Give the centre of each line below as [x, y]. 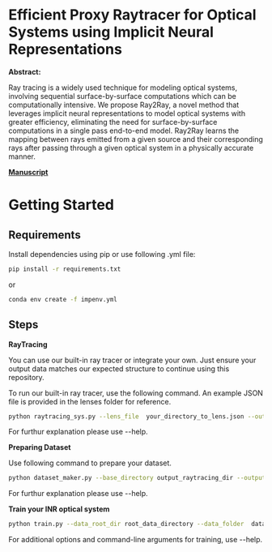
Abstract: [25, 71]
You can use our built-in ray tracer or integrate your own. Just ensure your [132, 360]
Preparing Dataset [40, 447]
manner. [22, 156]
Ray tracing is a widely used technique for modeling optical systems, [123, 88]
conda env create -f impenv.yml [63, 299]
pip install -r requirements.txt [65, 269]
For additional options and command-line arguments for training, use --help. [136, 540]
